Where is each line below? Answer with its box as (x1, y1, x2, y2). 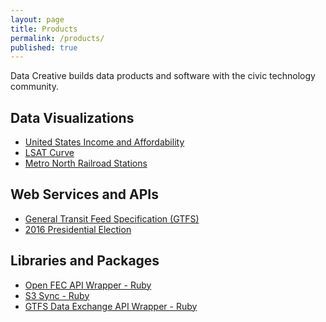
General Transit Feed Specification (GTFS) (24, 212, 200, 225)
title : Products (10, 24, 78, 34)
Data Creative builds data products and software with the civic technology (10, 70, 316, 82)
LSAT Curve (24, 147, 75, 159)
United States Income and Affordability (24, 136, 185, 148)
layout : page (10, 14, 65, 25)
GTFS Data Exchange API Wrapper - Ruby (24, 300, 198, 312)
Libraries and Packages (10, 252, 160, 270)
